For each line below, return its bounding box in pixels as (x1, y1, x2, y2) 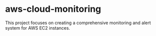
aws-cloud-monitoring (5, 3, 101, 15)
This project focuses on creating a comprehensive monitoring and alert (5, 20, 151, 26)
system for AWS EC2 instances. (5, 25, 70, 31)
